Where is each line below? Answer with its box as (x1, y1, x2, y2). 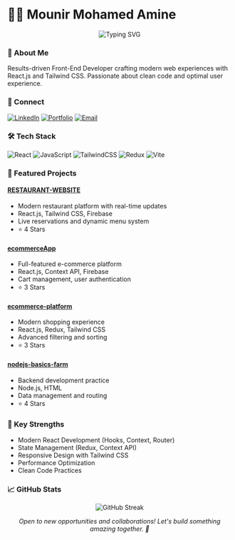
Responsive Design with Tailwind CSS (17, 451, 129, 459)
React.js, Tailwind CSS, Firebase (17, 209, 113, 218)
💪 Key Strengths (7, 419, 65, 429)
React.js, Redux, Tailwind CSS (17, 325, 106, 334)
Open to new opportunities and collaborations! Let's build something (19, 517, 221, 526)
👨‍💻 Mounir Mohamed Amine (7, 6, 177, 23)
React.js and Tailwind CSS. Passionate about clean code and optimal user (7, 71, 224, 81)
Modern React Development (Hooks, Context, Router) (17, 435, 175, 444)
